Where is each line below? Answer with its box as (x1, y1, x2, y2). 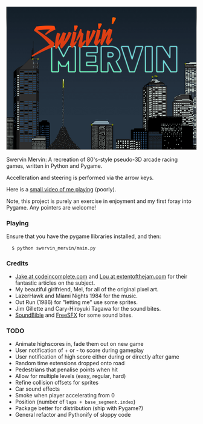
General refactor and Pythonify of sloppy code (14, 411, 131, 419)
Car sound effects (14, 385, 60, 393)
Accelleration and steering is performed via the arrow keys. (6, 174, 154, 181)
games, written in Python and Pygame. (6, 162, 103, 170)
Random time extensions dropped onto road (14, 360, 125, 367)
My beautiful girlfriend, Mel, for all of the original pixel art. (14, 286, 159, 293)
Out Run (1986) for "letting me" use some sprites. (14, 299, 138, 306)
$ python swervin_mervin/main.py (11, 245, 96, 251)
